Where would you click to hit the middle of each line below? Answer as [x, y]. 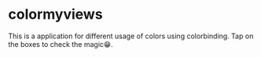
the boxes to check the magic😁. [61, 44]
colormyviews [56, 14]
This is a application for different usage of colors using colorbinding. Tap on [131, 36]
